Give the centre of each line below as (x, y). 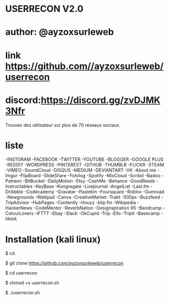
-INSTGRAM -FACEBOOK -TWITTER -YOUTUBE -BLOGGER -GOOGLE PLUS (84, 159)
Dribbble (14, 192)
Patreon (13, 181)
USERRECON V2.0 (44, 9)
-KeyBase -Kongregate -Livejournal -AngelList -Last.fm (92, 186)
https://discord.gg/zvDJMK (101, 100)
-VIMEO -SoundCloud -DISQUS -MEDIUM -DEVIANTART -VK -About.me (81, 170)
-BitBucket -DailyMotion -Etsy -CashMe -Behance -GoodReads (89, 181)
